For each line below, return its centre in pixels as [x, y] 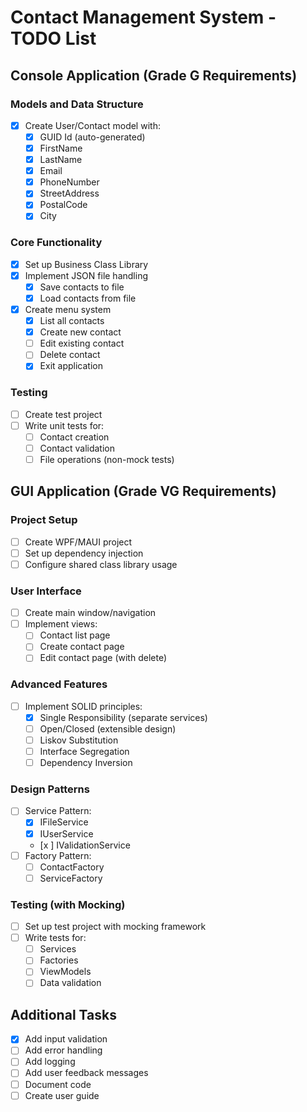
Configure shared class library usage [101, 564]
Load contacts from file [88, 298]
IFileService [64, 822]
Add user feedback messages [86, 1073]
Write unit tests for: [64, 425]
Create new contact [80, 332]
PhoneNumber [69, 182]
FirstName [61, 148]
